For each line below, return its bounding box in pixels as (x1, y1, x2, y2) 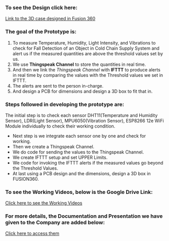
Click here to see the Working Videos (5, 200, 82, 206)
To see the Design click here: (5, 4, 78, 11)
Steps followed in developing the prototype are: (5, 101, 125, 108)
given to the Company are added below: (5, 219, 105, 226)
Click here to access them (5, 230, 60, 236)
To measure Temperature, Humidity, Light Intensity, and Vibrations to (12, 39, 156, 46)
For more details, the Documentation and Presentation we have (5, 213, 163, 220)
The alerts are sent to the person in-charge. (12, 83, 104, 89)
